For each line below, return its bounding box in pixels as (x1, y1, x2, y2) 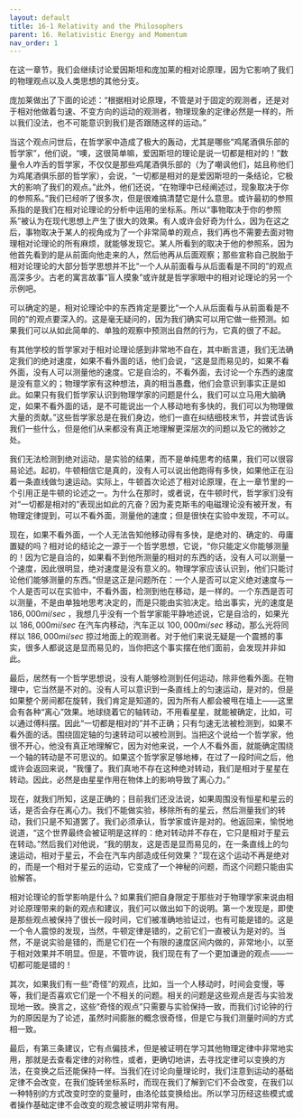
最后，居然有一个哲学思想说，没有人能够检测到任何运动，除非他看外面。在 (9, 673, 286, 684)
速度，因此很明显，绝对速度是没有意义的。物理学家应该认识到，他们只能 (16, 564, 286, 574)
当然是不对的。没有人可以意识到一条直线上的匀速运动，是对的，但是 (40, 684, 294, 695)
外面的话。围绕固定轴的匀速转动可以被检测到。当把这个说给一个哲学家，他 (16, 729, 294, 741)
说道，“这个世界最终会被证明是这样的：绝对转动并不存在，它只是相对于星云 (9, 827, 290, 838)
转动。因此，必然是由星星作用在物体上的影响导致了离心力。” (9, 774, 231, 786)
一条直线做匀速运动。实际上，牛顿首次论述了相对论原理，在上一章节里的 (16, 476, 286, 488)
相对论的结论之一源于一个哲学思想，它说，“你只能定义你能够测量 (48, 541, 290, 552)
